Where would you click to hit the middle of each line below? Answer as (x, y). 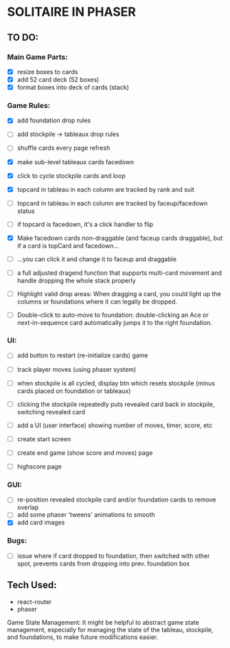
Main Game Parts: (37, 57)
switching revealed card (51, 412)
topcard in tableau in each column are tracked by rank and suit (105, 189)
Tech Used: (32, 585)
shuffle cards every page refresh (64, 148)
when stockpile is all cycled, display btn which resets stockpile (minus (116, 383)
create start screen (44, 439)
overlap (28, 507)
